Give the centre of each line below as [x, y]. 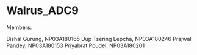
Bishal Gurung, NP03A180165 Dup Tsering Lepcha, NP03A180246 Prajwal [99, 39]
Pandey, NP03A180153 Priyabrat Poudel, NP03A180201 [76, 45]
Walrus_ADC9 [43, 11]
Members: [19, 27]
